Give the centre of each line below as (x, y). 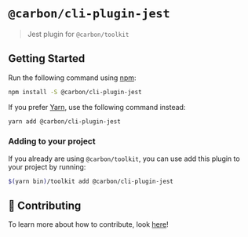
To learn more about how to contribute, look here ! (88, 224)
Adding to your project (52, 141)
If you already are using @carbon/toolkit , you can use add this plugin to (124, 159)
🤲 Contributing (45, 206)
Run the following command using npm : (72, 78)
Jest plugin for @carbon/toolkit (78, 34)
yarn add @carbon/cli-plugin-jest (65, 121)
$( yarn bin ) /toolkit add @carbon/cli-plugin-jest (91, 181)
